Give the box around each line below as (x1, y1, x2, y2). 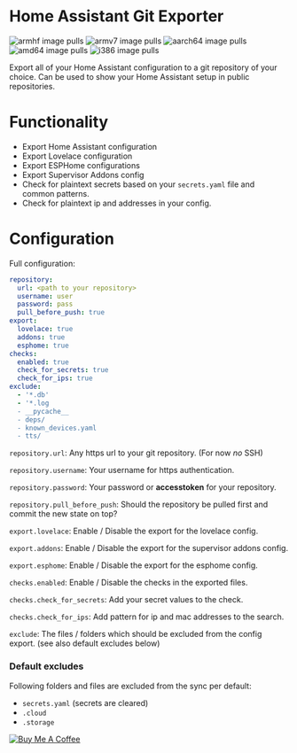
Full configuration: (9, 258, 75, 268)
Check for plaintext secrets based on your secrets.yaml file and (21, 179, 255, 190)
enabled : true (17, 357, 69, 367)
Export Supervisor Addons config (21, 169, 145, 180)
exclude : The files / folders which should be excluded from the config (9, 629, 262, 640)
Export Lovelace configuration (21, 151, 133, 161)
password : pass (17, 299, 74, 309)
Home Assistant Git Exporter (9, 6, 224, 27)
